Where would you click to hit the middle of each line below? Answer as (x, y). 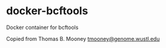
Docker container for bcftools (42, 27)
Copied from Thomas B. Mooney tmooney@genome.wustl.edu (83, 39)
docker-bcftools (47, 11)
